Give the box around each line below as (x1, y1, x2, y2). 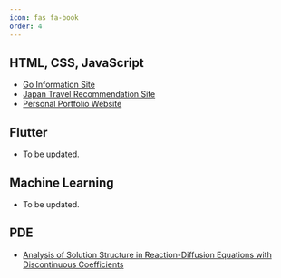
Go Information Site (22, 79, 95, 91)
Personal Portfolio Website (22, 99, 122, 110)
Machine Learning (9, 175, 115, 190)
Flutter (9, 124, 48, 140)
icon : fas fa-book (9, 13, 79, 23)
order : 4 (9, 22, 43, 31)
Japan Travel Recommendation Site (22, 89, 156, 100)
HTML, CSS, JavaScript (9, 55, 144, 71)
